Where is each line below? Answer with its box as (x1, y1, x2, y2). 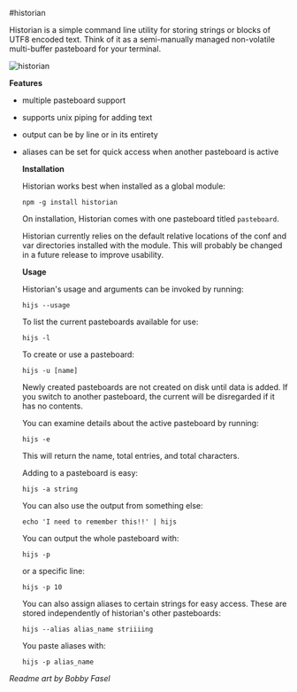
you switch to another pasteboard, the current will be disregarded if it (21, 392, 276, 401)
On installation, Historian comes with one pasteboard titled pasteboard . (21, 214, 280, 224)
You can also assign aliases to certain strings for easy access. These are (21, 598, 287, 609)
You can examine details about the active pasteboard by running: (21, 418, 259, 428)
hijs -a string (21, 485, 79, 494)
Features (9, 78, 42, 88)
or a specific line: (21, 566, 86, 576)
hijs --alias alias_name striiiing (21, 625, 154, 634)
